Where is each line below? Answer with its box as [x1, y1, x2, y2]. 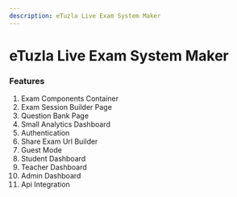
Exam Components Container [20, 94, 119, 103]
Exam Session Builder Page [20, 103, 112, 112]
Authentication [20, 128, 70, 138]
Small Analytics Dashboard [20, 119, 111, 129]
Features [9, 75, 45, 86]
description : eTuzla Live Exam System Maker [9, 11, 161, 20]
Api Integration [20, 179, 71, 190]
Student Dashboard [20, 154, 86, 164]
